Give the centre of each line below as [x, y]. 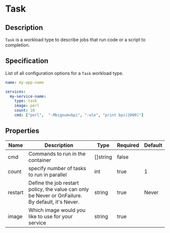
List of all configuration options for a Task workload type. [65, 73]
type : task [26, 101]
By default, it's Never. [54, 202]
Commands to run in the [57, 153]
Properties [22, 131]
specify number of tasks [57, 168]
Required [128, 145]
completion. [18, 45]
